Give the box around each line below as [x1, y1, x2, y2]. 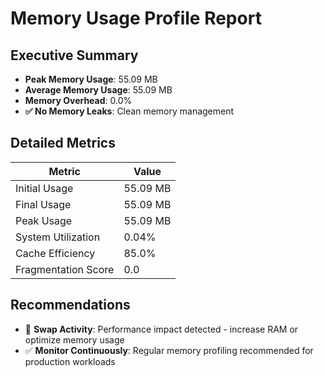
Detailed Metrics [10, 135, 116, 152]
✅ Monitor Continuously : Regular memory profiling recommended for [24, 344, 314, 356]
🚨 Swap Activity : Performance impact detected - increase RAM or [24, 323, 299, 335]
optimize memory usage [24, 333, 125, 346]
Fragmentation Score [15, 262, 115, 276]
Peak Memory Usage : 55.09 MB [24, 73, 158, 85]
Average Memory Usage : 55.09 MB [24, 84, 173, 96]
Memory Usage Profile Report [10, 7, 262, 30]
